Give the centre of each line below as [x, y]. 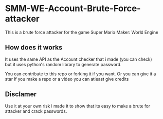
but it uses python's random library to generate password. [63, 64]
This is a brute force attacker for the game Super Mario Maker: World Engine [82, 32]
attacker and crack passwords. [36, 111]
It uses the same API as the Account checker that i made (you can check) [79, 59]
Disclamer [21, 94]
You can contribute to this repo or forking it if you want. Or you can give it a [81, 74]
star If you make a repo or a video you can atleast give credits [67, 79]
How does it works [34, 47]
